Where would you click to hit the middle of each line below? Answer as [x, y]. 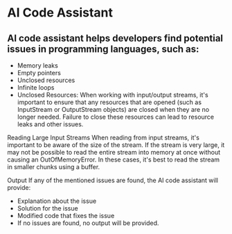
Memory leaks [38, 66]
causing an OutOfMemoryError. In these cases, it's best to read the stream [114, 159]
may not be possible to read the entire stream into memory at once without [114, 152]
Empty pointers [39, 73]
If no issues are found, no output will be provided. [88, 223]
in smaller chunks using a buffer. [54, 167]
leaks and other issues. [50, 124]
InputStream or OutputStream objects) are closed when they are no [113, 109]
